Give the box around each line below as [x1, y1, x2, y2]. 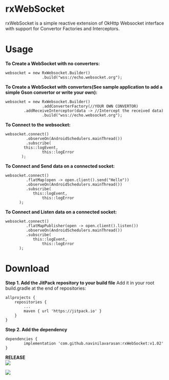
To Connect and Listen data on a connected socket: [5, 209, 117, 215]
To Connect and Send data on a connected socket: [5, 163, 115, 169]
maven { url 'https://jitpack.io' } [24, 308, 102, 313]
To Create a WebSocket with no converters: [5, 60, 100, 67]
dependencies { [5, 336, 38, 342]
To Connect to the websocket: [5, 122, 71, 128]
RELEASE [5, 354, 26, 361]
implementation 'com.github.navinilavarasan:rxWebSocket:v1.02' [24, 341, 164, 346]
